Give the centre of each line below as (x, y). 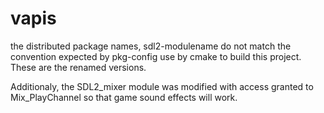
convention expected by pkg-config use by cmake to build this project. (156, 56)
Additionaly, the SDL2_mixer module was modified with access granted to (162, 86)
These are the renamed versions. (78, 67)
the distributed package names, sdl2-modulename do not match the (151, 46)
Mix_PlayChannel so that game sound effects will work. (124, 97)
